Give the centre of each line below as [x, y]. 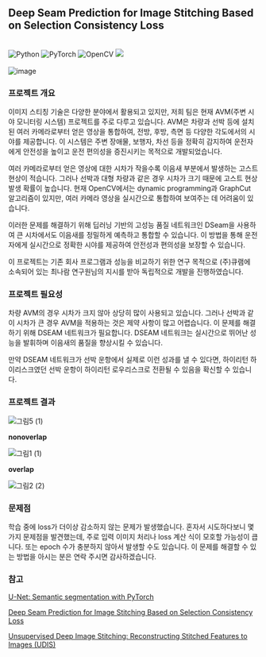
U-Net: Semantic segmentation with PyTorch [81, 597]
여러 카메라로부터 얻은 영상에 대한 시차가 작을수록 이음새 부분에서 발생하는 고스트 [133, 168]
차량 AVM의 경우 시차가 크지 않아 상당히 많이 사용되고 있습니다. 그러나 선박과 [127, 313]
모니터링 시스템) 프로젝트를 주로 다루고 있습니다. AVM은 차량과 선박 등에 [128, 122]
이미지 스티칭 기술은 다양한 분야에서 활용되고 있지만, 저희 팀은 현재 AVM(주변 [127, 112]
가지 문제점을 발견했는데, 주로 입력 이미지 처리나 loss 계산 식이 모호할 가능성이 [129, 537]
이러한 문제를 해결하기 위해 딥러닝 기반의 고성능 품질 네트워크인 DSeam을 [122, 225]
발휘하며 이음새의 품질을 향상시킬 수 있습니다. [93, 343]
